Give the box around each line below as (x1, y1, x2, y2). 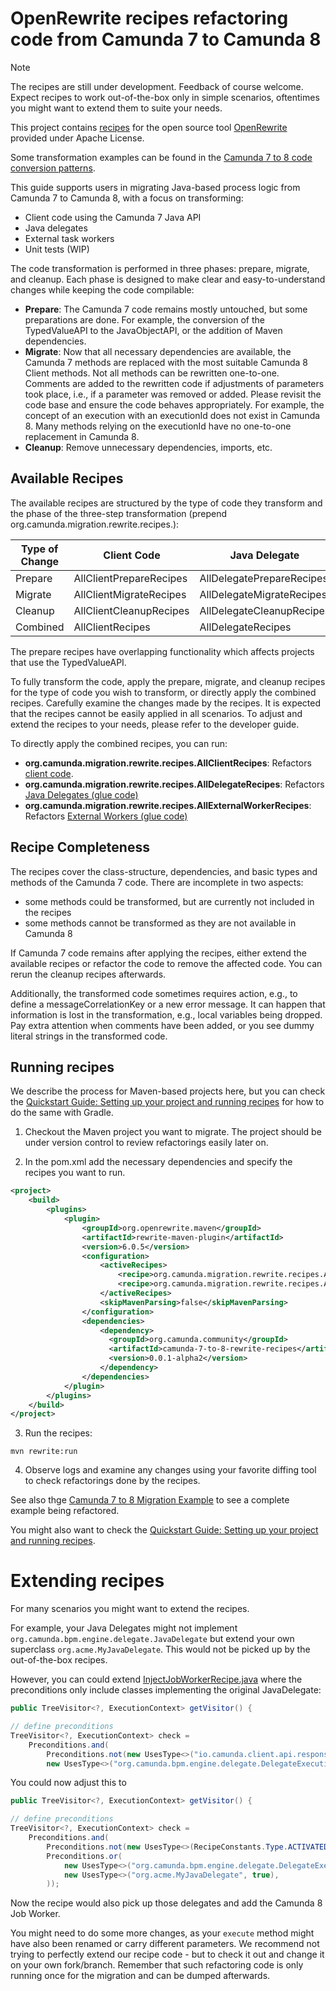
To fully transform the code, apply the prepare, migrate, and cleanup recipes (10, 675, 326, 687)
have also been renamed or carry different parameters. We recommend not (10, 1938, 320, 1950)
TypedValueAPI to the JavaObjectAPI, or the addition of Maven (24, 324, 283, 336)
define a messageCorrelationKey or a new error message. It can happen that (10, 998, 326, 1010)
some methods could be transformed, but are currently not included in (24, 895, 315, 907)
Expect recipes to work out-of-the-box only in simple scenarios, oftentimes (10, 91, 320, 103)
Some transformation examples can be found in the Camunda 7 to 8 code (10, 151, 313, 163)
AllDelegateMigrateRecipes (199, 587, 328, 601)
